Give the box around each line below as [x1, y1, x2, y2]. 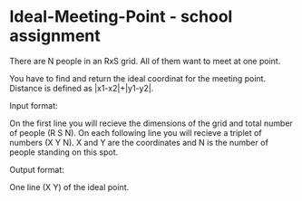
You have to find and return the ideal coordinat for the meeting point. [9, 72, 266, 83]
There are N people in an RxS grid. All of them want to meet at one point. [9, 55, 281, 66]
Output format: [9, 164, 65, 175]
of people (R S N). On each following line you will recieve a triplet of [9, 127, 262, 138]
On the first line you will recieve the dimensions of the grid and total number [9, 118, 293, 129]
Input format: [9, 100, 58, 110]
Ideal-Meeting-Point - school [9, 6, 233, 27]
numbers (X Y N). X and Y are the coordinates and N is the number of [9, 137, 269, 148]
